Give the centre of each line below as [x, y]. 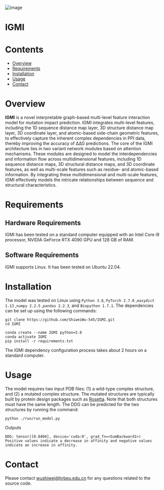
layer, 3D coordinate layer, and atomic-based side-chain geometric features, [82, 133]
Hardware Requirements [43, 223]
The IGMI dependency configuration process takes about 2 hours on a [76, 350]
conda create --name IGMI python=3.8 [44, 332]
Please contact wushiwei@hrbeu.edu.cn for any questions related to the [78, 478]
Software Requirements [42, 255]
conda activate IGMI [26, 337]
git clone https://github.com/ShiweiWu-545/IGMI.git [60, 320]
